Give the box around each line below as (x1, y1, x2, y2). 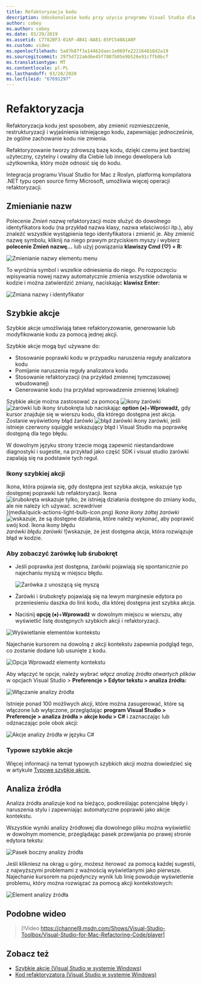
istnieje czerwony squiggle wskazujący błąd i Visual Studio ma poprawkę (6, 423, 188, 430)
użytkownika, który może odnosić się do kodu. (6, 159, 122, 166)
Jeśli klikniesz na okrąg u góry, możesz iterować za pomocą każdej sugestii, (6, 860, 196, 868)
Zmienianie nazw (6, 201, 72, 212)
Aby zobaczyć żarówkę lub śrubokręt (6, 549, 118, 558)
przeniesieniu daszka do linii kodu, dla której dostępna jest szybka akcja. (14, 599, 196, 607)
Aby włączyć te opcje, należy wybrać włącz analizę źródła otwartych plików (6, 670, 196, 678)
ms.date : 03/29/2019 (6, 31, 58, 37)
